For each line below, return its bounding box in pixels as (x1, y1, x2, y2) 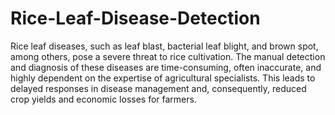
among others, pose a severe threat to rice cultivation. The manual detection (10, 50, 326, 62)
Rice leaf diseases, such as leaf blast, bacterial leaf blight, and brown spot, (10, 40, 319, 52)
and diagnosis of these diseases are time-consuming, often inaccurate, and (10, 61, 322, 73)
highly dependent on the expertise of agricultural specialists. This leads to (10, 72, 316, 84)
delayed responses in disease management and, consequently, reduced (10, 82, 307, 94)
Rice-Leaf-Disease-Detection (10, 7, 261, 30)
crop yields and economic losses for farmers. (10, 93, 197, 105)
